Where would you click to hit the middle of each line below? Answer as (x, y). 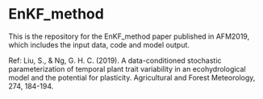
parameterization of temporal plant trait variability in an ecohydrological (127, 68)
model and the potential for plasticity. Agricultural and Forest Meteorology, (132, 77)
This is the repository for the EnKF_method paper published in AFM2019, (129, 36)
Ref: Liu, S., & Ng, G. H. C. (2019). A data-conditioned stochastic (115, 60)
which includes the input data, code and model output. (99, 44)
